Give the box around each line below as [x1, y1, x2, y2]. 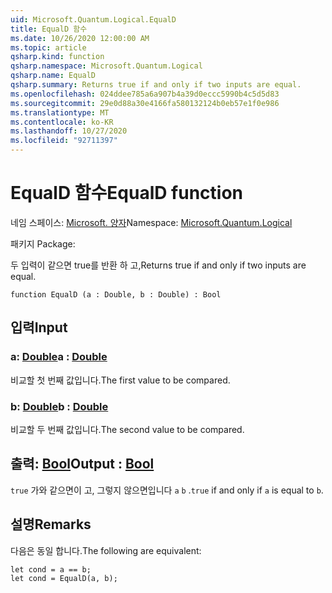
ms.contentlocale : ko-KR [10, 117, 114, 127]
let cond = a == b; [10, 564, 92, 575]
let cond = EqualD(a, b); [10, 573, 118, 583]
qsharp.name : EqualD [10, 71, 97, 81]
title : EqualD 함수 [10, 24, 88, 34]
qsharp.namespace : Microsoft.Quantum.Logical [10, 61, 203, 71]
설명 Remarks [10, 516, 92, 533]
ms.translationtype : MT [10, 107, 110, 118]
